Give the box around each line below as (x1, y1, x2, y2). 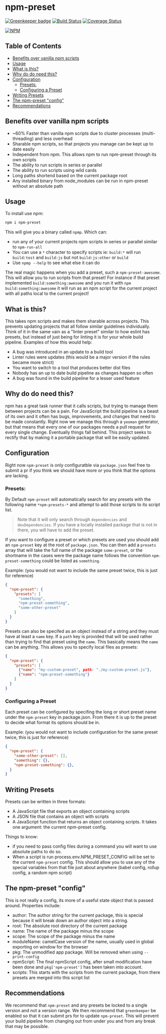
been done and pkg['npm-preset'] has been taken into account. (12, 964, 143, 970)
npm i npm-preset (5, 220, 41, 225)
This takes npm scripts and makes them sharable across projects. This (5, 318, 150, 324)
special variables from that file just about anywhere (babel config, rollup (12, 865, 160, 871)
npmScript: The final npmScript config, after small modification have (12, 959, 152, 964)
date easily (12, 146, 35, 152)
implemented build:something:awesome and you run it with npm (5, 280, 131, 286)
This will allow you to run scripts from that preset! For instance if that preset (5, 275, 160, 281)
